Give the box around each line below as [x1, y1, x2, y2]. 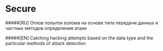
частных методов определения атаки [5, 25, 87, 31]
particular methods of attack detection [5, 40, 86, 46]
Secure [5, 3, 37, 15]
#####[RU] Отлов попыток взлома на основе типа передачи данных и [5, 20, 158, 26]
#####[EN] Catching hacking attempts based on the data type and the [5, 35, 154, 41]
